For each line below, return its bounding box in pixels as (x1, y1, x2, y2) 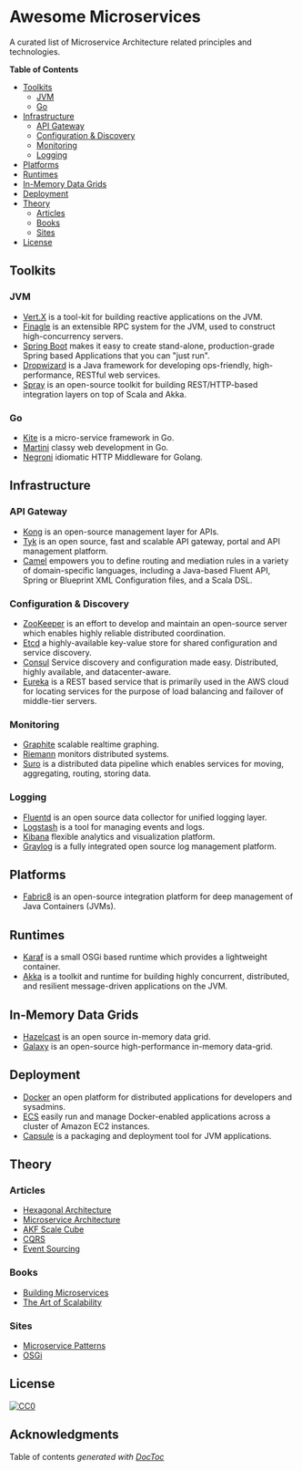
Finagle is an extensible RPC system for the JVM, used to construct (22, 321, 276, 332)
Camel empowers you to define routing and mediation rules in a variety (22, 554, 289, 566)
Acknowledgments (9, 1427, 120, 1443)
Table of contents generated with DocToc (9, 1451, 165, 1462)
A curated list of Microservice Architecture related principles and (9, 36, 252, 47)
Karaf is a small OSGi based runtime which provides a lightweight (22, 951, 268, 963)
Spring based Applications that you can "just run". (22, 349, 211, 361)
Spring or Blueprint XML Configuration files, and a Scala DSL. (22, 575, 253, 585)
